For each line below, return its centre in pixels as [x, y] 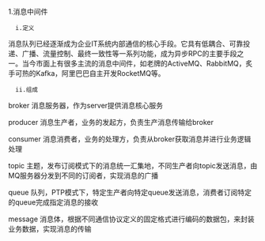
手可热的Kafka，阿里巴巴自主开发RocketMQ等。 [87, 73]
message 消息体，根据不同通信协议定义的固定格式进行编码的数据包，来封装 [131, 219]
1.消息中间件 [28, 11]
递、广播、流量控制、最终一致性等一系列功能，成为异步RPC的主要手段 [123, 53]
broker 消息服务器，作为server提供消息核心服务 [86, 105]
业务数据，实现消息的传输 [50, 229]
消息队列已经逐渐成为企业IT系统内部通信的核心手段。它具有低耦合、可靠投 [129, 43]
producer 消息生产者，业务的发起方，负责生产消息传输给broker [111, 122]
